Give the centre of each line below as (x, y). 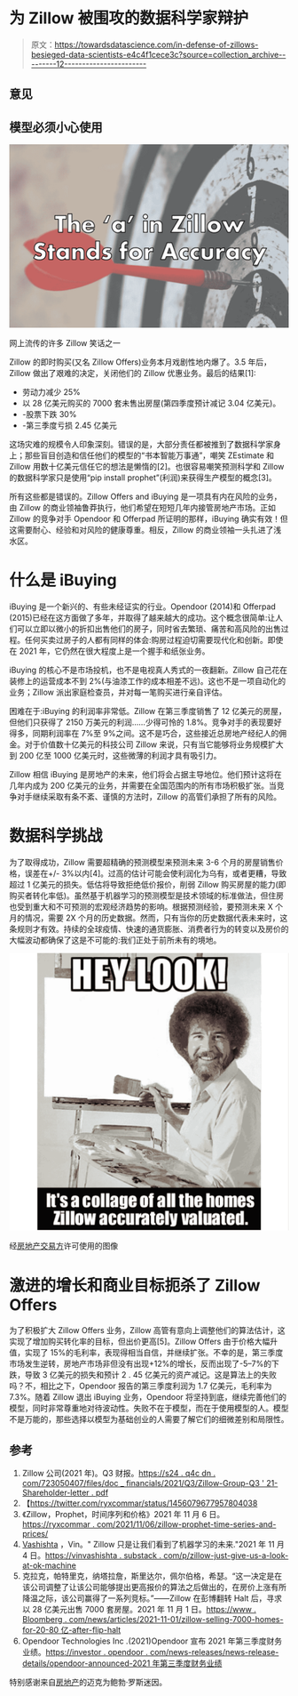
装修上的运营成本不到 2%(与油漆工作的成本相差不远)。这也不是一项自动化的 (148, 680)
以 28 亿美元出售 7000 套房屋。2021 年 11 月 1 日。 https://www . (139, 1610)
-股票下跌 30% (49, 414)
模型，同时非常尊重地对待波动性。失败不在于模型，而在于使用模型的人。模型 (149, 1408)
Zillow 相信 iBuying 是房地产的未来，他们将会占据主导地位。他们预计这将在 (145, 774)
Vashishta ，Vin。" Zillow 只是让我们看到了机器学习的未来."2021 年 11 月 (153, 1545)
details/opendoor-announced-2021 (86, 1663)
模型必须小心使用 (56, 127)
